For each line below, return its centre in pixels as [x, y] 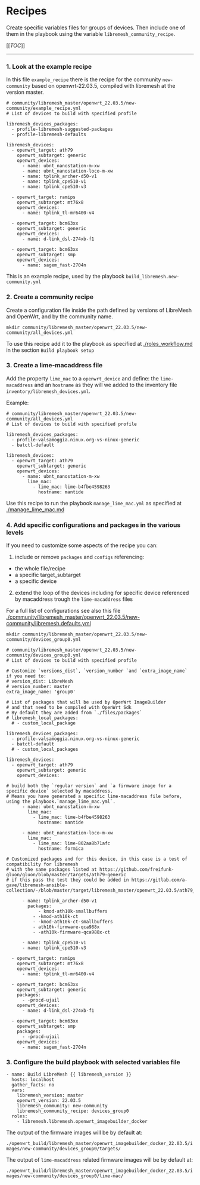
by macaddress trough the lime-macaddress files [74, 599]
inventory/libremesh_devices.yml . [48, 391]
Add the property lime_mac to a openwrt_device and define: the [82, 378]
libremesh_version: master [50, 1095]
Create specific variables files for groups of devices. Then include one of [96, 27]
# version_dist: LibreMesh [40, 681]
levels [15, 532]
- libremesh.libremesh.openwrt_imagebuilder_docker [82, 1122]
